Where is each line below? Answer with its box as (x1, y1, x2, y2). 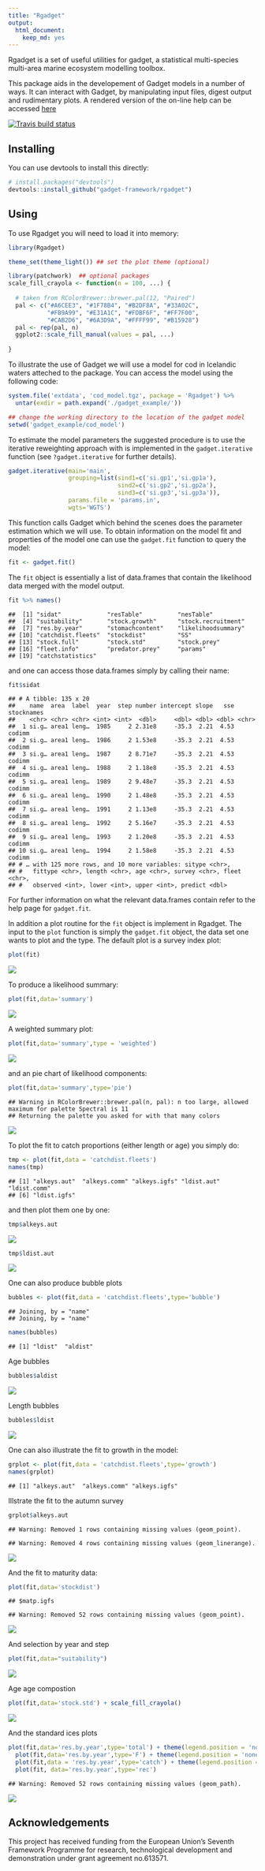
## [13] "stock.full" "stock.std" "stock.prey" (8, 638, 221, 646)
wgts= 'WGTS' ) (68, 503, 111, 511)
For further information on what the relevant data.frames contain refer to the (8, 895, 256, 905)
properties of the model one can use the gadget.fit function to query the (8, 534, 247, 544)
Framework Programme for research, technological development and (8, 1845, 233, 1854)
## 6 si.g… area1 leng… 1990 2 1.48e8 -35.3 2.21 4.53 (8, 792, 235, 800)
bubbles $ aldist (8, 1372, 58, 1380)
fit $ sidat (8, 681, 41, 689)
